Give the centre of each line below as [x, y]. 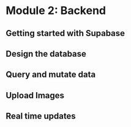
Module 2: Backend [56, 11]
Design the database [46, 53]
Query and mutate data [51, 75]
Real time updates [41, 116]
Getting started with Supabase [65, 33]
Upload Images [35, 95]
